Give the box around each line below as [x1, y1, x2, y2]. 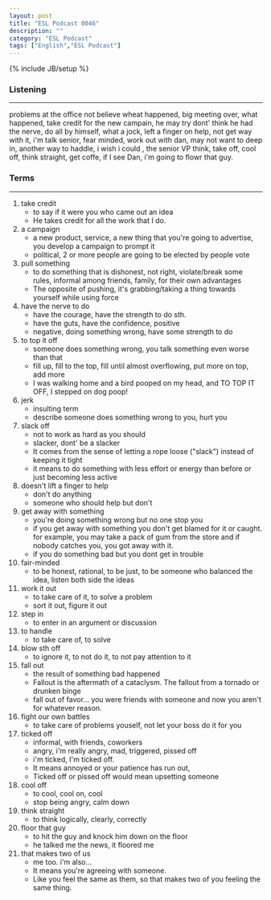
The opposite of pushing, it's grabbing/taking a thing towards [32, 283, 236, 294]
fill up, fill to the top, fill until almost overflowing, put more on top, [32, 361, 249, 370]
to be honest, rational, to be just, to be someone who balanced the [32, 566, 253, 576]
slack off [20, 420, 51, 431]
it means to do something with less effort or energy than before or [32, 464, 252, 473]
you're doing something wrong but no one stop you [32, 514, 203, 524]
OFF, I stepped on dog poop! [32, 386, 128, 396]
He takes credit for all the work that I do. [32, 215, 166, 225]
